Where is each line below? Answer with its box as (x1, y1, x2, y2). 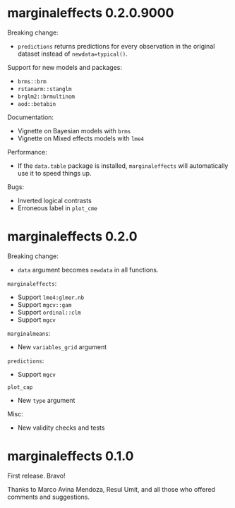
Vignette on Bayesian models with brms (17, 126, 131, 135)
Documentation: (7, 113, 54, 121)
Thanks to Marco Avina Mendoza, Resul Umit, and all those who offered (7, 485, 215, 493)
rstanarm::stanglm (17, 85, 72, 92)
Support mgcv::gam (17, 300, 72, 308)
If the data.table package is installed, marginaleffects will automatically (17, 161, 229, 170)
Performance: (7, 147, 47, 156)
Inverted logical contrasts (17, 196, 92, 205)
